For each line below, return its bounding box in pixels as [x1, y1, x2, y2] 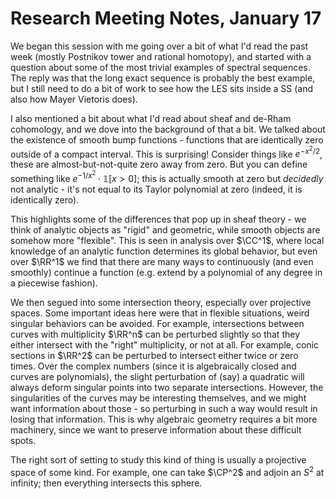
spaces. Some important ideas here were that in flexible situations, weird [10, 307, 310, 319]
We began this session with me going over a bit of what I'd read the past [10, 40, 309, 52]
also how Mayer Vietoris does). [10, 93, 138, 105]
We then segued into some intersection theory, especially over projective [10, 297, 312, 309]
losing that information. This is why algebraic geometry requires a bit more [10, 413, 318, 426]
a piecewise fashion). [10, 277, 98, 289]
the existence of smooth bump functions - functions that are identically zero [10, 133, 324, 146]
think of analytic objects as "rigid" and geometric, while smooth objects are [10, 224, 321, 236]
